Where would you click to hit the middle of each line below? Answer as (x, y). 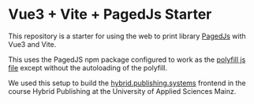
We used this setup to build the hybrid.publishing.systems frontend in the (127, 83)
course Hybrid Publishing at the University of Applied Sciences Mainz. (122, 91)
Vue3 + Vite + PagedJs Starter (110, 14)
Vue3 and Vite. (32, 44)
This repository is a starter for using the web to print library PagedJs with (127, 36)
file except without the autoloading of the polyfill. (88, 67)
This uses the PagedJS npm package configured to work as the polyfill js (127, 59)
